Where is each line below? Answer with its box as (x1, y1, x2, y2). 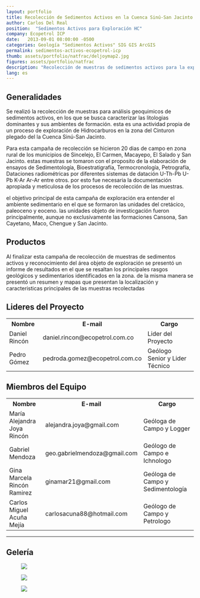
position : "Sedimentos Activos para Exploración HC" (6, 25, 143, 32)
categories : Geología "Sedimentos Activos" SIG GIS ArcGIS (6, 42, 156, 48)
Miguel (9, 505, 29, 514)
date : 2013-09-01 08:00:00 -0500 (6, 36, 95, 42)
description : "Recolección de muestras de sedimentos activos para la (6, 64, 185, 70)
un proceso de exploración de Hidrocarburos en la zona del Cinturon (6, 127, 174, 134)
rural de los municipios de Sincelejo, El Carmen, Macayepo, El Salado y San (6, 151, 192, 158)
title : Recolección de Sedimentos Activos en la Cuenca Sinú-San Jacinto (6, 14, 193, 20)
